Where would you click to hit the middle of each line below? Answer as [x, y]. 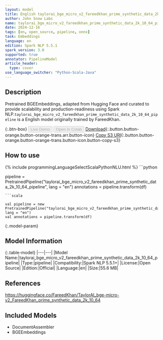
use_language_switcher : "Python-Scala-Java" [51, 73]
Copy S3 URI [108, 135]
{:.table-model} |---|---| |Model [36, 253]
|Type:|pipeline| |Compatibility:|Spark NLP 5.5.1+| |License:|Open [86, 263]
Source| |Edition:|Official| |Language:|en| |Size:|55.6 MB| [62, 268]
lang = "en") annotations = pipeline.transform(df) [98, 186]
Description [23, 92]
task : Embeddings [23, 37]
